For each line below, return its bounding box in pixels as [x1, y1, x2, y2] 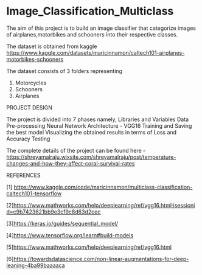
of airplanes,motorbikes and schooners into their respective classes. [6, 30, 178, 38]
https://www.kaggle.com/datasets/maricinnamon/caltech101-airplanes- [6, 49, 185, 56]
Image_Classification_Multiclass [6, 4, 174, 18]
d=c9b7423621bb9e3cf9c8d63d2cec [6, 208, 101, 215]
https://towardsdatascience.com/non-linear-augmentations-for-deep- [13, 255, 189, 262]
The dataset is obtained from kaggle [6, 43, 97, 50]
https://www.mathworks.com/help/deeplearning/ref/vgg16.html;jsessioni [13, 201, 195, 209]
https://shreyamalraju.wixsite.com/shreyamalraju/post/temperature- [6, 153, 176, 161]
